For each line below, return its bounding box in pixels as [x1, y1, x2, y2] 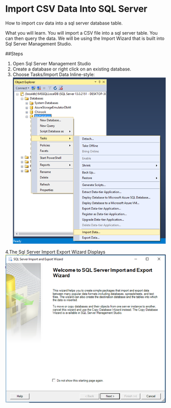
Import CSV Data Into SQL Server [5, 3, 148, 15]
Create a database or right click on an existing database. [12, 66, 131, 72]
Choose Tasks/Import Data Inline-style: [12, 71, 95, 77]
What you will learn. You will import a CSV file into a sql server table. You [5, 30, 158, 36]
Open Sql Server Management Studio [12, 60, 91, 66]
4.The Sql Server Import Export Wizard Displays [5, 249, 106, 255]
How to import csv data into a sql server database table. [5, 20, 123, 26]
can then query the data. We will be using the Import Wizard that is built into [5, 35, 164, 41]
